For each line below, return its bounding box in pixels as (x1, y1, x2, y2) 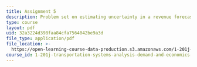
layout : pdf (6, 24, 35, 31)
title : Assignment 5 (6, 8, 57, 15)
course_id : (6, 52, 33, 58)
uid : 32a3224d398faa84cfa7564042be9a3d (6, 30, 104, 36)
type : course (6, 19, 38, 25)
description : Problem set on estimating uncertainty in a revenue (6, 14, 172, 20)
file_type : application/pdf (6, 36, 75, 41)
